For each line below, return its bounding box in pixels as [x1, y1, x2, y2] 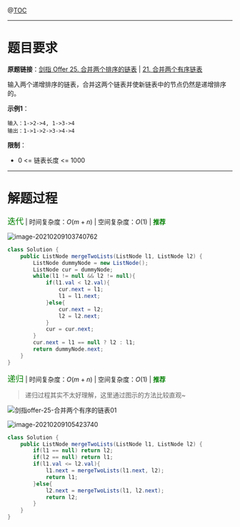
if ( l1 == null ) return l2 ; [33, 447, 114, 454]
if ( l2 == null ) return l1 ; [33, 453, 114, 461]
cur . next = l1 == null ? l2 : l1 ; [33, 339, 136, 346]
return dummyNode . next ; [33, 346, 104, 353]
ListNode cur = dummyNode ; [33, 266, 114, 273]
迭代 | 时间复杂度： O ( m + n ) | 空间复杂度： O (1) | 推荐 [7, 216, 166, 226]
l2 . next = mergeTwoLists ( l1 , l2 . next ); [45, 487, 164, 494]
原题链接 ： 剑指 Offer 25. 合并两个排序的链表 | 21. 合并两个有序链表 [7, 64, 203, 74]
